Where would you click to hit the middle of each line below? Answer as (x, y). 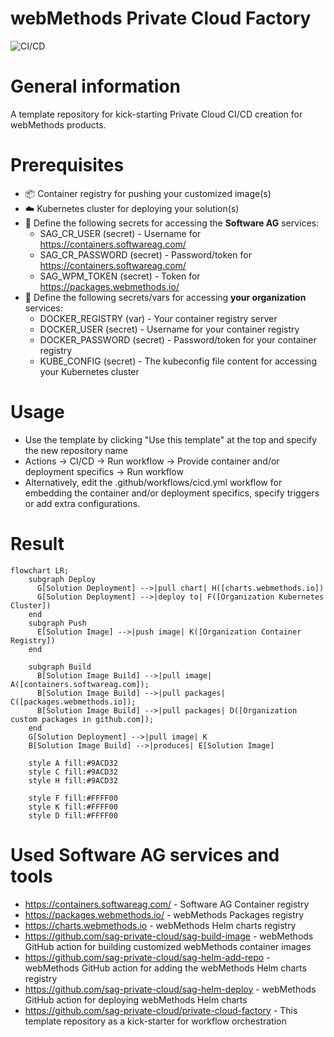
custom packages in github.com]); (82, 719)
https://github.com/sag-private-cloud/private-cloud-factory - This (161, 1010)
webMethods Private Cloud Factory (161, 18)
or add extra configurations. (82, 503)
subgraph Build (60, 667)
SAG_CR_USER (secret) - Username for (120, 233)
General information (95, 86)
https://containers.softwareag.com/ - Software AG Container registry (167, 904)
